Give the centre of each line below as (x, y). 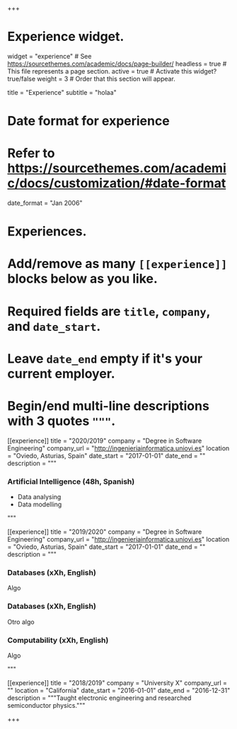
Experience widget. (66, 37)
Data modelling (40, 505)
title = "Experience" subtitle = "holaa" (62, 92)
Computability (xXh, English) (58, 640)
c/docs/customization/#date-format (117, 183)
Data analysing (39, 497)
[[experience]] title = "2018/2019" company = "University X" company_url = (117, 682)
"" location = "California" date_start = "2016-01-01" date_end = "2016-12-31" (119, 690)
